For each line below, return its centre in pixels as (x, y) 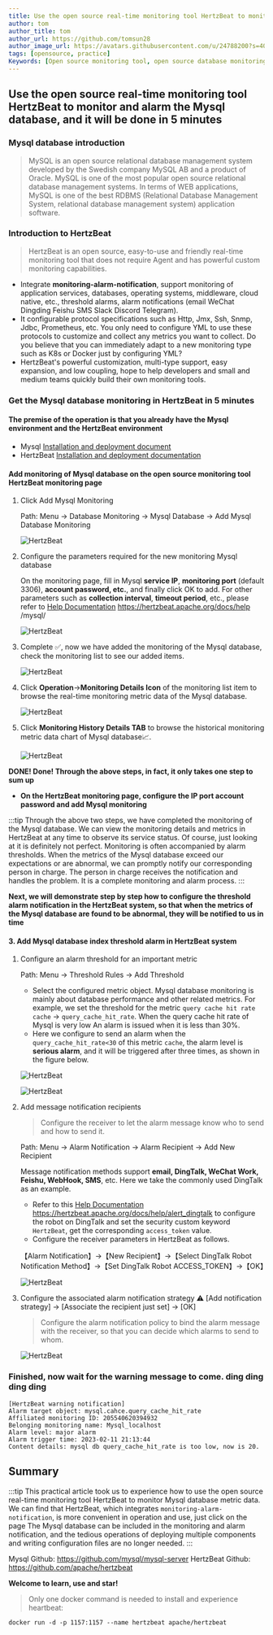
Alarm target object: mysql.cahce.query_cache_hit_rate (105, 1411)
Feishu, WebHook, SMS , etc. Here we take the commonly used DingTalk (141, 1180)
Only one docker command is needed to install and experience (133, 1598)
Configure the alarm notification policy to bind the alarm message (150, 1323)
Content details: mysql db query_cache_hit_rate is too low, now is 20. (134, 1446)
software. (44, 212)
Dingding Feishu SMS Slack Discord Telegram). (99, 310)
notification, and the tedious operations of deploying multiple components (132, 1534)
